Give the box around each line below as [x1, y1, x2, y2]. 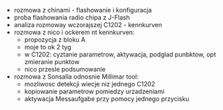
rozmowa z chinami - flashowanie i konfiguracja [13, 6, 152, 14]
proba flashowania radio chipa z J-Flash [13, 13, 131, 22]
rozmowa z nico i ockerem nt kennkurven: [13, 28, 135, 36]
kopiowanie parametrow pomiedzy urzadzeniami [24, 87, 165, 95]
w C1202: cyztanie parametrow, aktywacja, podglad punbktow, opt [24, 50, 217, 58]
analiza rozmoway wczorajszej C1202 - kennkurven [13, 21, 162, 29]
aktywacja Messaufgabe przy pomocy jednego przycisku [24, 95, 189, 103]
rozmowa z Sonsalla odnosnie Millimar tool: [13, 72, 139, 81]
